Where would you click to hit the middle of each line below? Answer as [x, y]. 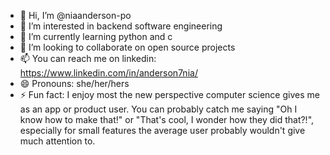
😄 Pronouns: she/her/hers [74, 83]
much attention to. [57, 141]
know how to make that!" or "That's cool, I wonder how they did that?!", [167, 119]
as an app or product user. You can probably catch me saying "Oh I [158, 109]
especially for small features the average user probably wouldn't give [162, 130]
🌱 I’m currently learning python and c [96, 36]
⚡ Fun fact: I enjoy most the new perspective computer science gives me [169, 94]
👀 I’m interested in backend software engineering [121, 26]
